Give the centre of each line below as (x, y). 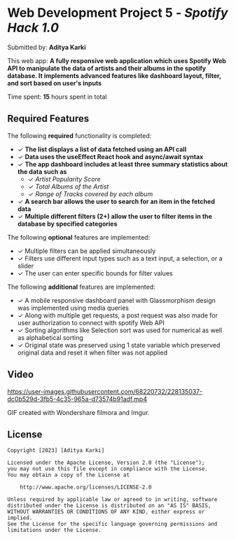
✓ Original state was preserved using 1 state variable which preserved (119, 345)
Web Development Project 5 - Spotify (118, 13)
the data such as (42, 171)
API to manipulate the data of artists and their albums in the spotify (107, 68)
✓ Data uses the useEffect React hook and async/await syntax (110, 156)
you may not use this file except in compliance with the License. (108, 469)
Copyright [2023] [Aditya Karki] (56, 451)
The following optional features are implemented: (79, 237)
